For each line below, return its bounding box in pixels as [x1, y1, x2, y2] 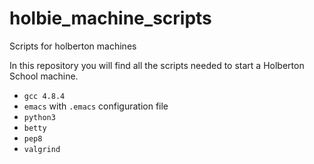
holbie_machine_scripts [9, 7, 212, 30]
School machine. [9, 70, 79, 82]
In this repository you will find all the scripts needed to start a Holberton [9, 59, 305, 71]
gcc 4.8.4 [23, 91, 66, 101]
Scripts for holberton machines [9, 40, 137, 52]
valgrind [23, 144, 61, 154]
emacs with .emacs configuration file [23, 100, 169, 112]
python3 [23, 112, 56, 122]
